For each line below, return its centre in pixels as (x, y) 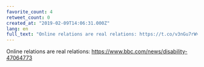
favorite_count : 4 (29, 12)
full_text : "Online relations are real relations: (72, 34)
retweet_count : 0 (28, 18)
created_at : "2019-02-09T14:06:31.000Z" (58, 23)
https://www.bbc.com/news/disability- (139, 51)
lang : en (17, 29)
